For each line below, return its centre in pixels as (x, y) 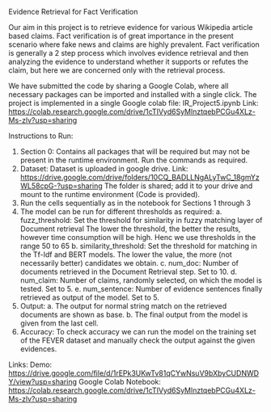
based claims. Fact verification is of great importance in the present (121, 36)
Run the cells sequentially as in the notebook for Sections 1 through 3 (135, 203)
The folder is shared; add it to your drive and (178, 186)
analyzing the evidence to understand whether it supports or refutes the (129, 61)
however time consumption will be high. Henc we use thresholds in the (138, 237)
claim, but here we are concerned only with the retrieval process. (117, 70)
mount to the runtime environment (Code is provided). (110, 194)
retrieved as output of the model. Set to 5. (89, 297)
